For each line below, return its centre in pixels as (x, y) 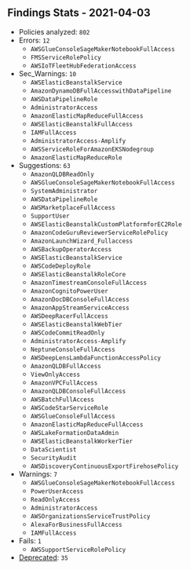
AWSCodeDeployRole (60, 266)
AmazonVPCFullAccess (64, 383)
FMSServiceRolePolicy (66, 57)
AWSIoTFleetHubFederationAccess (83, 66)
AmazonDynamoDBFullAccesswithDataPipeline (101, 91)
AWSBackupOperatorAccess (71, 249)
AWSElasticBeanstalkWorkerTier (82, 441)
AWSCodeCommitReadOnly (68, 333)
